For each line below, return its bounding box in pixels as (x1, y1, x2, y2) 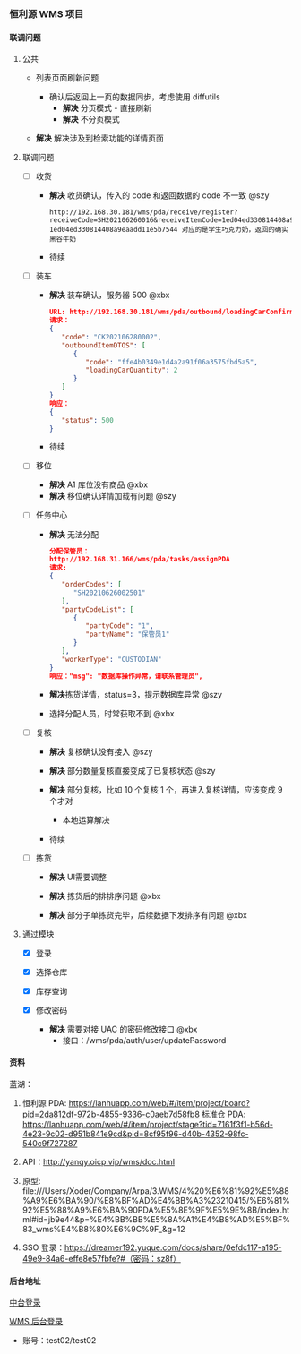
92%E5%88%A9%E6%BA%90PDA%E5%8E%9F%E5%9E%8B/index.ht (21, 1204, 290, 1215)
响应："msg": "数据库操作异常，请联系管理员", (48, 672, 203, 681)
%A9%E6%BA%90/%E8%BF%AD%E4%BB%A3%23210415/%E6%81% (21, 1195, 290, 1206)
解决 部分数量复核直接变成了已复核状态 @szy (48, 765, 216, 776)
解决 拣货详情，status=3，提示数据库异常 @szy (48, 689, 222, 699)
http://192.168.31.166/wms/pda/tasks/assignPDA (48, 555, 230, 564)
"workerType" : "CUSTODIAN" (61, 655, 162, 664)
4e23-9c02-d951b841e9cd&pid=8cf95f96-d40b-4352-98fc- (21, 1128, 249, 1139)
